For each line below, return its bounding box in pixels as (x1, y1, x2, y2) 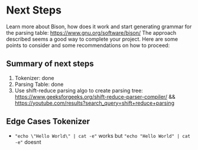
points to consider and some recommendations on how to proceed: (6, 42, 170, 49)
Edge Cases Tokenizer (6, 116, 90, 126)
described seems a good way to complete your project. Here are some (6, 35, 178, 42)
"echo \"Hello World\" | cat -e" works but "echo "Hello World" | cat (14, 132, 191, 139)
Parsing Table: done (14, 81, 64, 88)
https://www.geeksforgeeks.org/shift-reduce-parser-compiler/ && (14, 93, 176, 100)
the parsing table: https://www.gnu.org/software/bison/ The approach (6, 29, 177, 36)
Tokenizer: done (14, 74, 54, 81)
